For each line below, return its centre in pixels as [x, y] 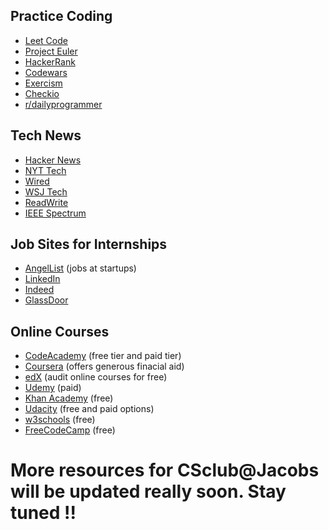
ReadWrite [46, 202]
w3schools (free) [60, 420]
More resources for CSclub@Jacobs [165, 470]
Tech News [46, 135]
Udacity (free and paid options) [89, 409]
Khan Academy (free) [69, 398]
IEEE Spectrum [55, 213]
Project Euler [51, 51]
